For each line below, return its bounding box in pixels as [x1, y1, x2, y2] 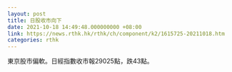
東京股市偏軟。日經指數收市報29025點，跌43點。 [7, 57, 153, 66]
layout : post [7, 10, 46, 18]
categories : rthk [7, 37, 59, 44]
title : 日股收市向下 [7, 17, 62, 24]
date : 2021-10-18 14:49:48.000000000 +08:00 [7, 23, 142, 30]
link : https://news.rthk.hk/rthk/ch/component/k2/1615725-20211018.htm [7, 30, 225, 37]
